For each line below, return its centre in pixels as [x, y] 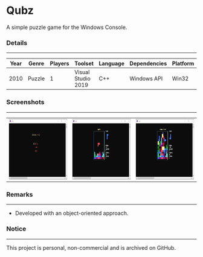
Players [60, 63]
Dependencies [148, 63]
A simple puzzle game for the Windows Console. [67, 27]
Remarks [20, 194]
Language [112, 63]
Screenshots [25, 102]
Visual [82, 72]
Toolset [84, 63]
